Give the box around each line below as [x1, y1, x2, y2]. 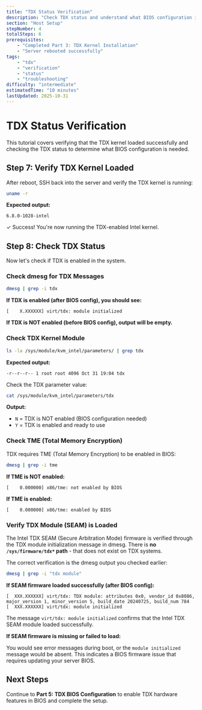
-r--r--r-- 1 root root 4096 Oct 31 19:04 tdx [6, 370, 125, 376]
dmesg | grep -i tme [6, 462, 58, 468]
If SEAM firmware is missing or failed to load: [6, 632, 121, 639]
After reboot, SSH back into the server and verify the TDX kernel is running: [6, 179, 194, 186]
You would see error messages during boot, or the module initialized [6, 644, 181, 651]
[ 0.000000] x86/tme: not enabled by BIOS [6, 484, 122, 490]
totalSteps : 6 [6, 31, 42, 37]
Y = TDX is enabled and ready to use [14, 422, 105, 429]
